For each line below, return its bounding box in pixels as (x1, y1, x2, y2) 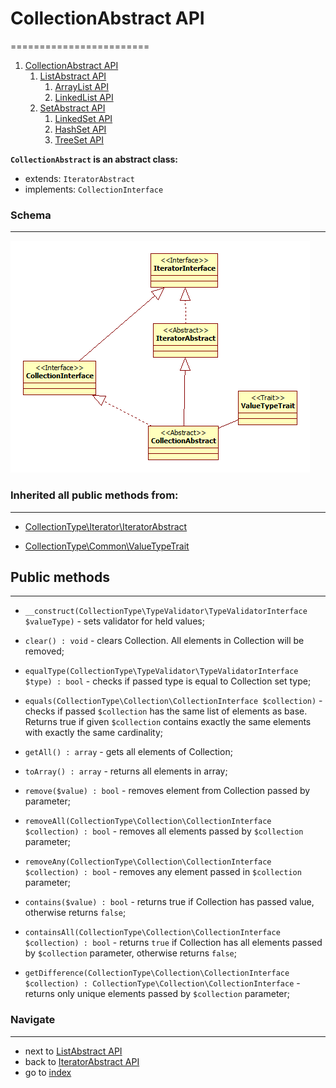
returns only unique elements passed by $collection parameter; (24, 988, 290, 1000)
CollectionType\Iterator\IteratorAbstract (24, 520, 188, 532)
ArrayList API (54, 80, 109, 92)
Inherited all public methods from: (10, 488, 179, 502)
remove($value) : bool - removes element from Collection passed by (24, 785, 311, 797)
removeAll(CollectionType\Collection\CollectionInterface (24, 817, 272, 827)
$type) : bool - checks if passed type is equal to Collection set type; (24, 675, 312, 687)
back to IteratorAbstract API (24, 1055, 140, 1067)
